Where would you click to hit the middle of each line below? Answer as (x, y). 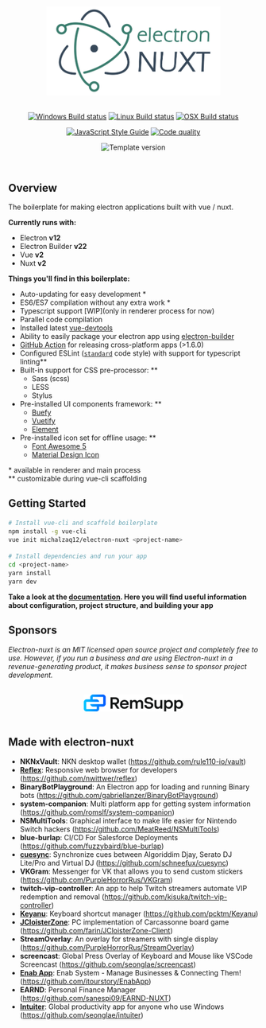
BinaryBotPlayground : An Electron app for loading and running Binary (135, 787)
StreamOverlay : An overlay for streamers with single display (119, 939)
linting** (33, 361)
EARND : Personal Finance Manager (78, 989)
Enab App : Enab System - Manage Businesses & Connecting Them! (130, 972)
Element (45, 429)
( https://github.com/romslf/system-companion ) (97, 812)
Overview (33, 188)
